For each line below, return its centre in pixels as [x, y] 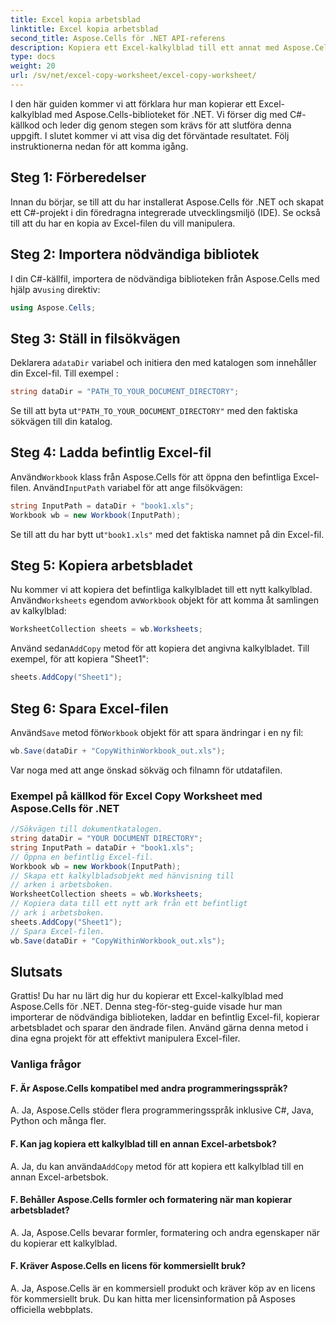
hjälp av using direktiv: [55, 289]
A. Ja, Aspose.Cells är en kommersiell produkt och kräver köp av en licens [163, 1288]
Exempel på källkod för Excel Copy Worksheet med [136, 796]
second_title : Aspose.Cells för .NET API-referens [118, 38]
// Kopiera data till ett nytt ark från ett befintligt [129, 904]
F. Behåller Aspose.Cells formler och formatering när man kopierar [151, 1200]
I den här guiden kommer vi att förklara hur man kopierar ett [133, 103]
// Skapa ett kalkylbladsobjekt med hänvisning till [122, 876]
